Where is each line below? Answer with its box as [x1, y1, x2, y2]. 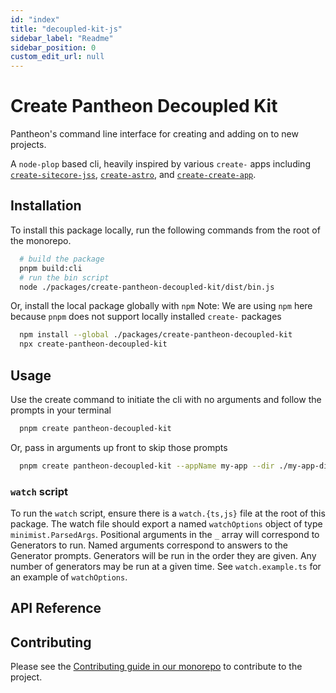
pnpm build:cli [19, 263, 83, 273]
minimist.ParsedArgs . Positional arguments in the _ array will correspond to [10, 528, 320, 540]
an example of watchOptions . [10, 571, 128, 583]
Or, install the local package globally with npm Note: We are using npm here [10, 300, 313, 312]
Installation [10, 197, 82, 215]
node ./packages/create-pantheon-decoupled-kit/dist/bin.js [19, 282, 275, 292]
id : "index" [10, 14, 60, 25]
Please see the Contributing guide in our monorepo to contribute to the [10, 661, 303, 673]
